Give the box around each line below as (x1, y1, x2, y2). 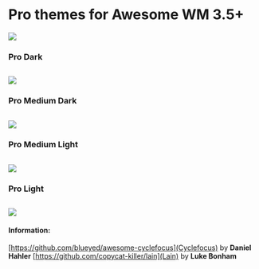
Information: (8, 225, 51, 235)
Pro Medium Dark (8, 96, 77, 107)
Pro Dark (8, 51, 43, 62)
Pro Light (8, 183, 44, 194)
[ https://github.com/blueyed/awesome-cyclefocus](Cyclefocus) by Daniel (8, 243, 252, 252)
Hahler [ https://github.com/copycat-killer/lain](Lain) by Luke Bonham (8, 251, 237, 261)
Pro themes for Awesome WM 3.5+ (8, 6, 245, 24)
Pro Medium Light (8, 139, 78, 150)
